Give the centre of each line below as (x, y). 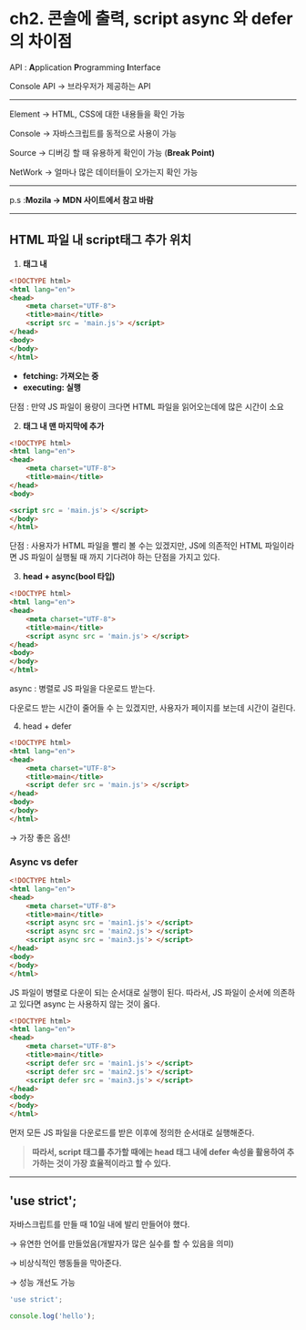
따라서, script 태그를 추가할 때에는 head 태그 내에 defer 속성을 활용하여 (158, 1152)
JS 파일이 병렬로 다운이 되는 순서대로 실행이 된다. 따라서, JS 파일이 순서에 (140, 992)
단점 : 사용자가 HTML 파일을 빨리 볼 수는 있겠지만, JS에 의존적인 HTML (136, 546)
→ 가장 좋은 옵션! (40, 837)
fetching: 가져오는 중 (61, 375)
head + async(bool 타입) (69, 577)
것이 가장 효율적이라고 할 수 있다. (113, 1163)
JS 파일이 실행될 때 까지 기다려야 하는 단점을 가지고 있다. (119, 558)
